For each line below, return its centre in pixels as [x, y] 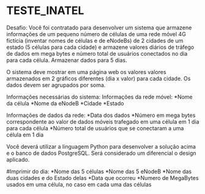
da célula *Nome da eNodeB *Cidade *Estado [65, 103]
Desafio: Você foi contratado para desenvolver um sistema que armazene [99, 28]
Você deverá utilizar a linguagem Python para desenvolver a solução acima [101, 146]
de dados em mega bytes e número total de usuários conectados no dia [97, 53]
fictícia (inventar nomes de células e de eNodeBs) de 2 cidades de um [95, 40]
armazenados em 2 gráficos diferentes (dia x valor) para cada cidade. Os [99, 78]
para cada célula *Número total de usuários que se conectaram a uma [95, 128]
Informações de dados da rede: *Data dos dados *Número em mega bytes [101, 115]
